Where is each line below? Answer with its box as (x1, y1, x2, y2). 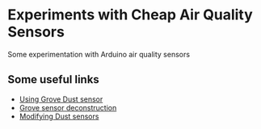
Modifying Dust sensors (19, 111, 99, 121)
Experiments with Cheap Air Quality (7, 6, 254, 24)
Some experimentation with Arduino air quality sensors (7, 49, 191, 59)
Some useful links (7, 73, 100, 86)
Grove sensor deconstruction (19, 102, 117, 112)
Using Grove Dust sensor (19, 94, 103, 104)
